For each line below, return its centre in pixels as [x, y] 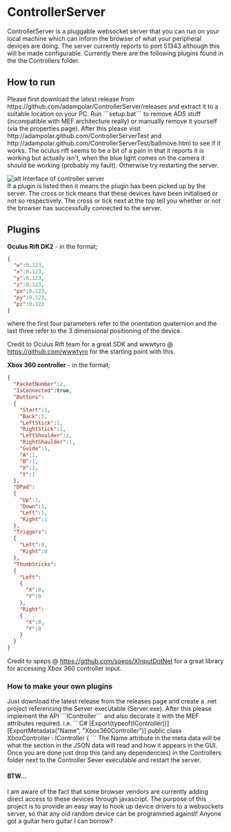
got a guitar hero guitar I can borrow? [60, 821]
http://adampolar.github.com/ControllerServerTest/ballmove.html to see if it [114, 143]
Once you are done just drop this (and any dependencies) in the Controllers [114, 753]
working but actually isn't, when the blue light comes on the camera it [106, 158]
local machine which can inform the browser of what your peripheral [104, 38]
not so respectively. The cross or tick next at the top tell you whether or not [114, 201]
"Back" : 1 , [34, 416]
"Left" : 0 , [34, 545]
